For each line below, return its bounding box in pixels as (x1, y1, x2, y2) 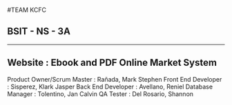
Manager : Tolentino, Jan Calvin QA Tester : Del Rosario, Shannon (7, 89, 194, 98)
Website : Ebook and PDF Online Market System (7, 57, 217, 69)
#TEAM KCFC (7, 6, 47, 14)
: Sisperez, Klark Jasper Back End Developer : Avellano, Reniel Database (7, 82, 213, 91)
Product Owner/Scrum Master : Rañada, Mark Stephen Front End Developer (7, 75, 222, 83)
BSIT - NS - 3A (7, 25, 71, 37)
